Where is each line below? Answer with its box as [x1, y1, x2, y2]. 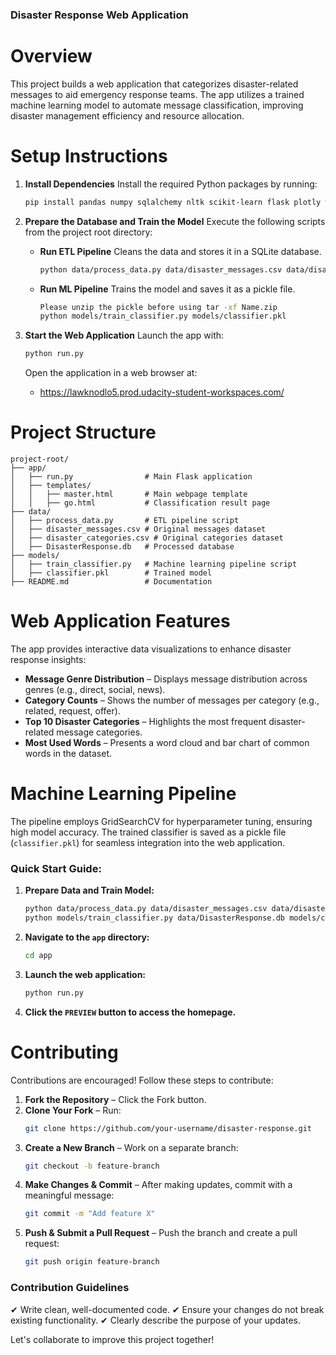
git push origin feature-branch [24, 1257, 160, 1267]
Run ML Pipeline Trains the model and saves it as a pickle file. [39, 283, 296, 295]
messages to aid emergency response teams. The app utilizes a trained [10, 88, 305, 100]
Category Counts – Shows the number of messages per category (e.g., [24, 694, 320, 707]
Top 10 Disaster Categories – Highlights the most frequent [24, 716, 267, 728]
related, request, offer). [24, 705, 121, 717]
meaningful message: [24, 1189, 115, 1202]
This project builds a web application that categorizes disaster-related [10, 78, 299, 90]
